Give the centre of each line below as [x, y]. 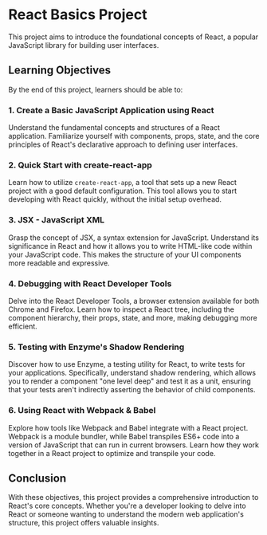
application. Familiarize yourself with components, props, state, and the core [134, 136]
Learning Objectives [60, 71]
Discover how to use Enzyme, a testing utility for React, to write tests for [127, 364]
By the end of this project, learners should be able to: [96, 89]
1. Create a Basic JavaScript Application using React [111, 110]
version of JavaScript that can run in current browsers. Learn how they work [133, 445]
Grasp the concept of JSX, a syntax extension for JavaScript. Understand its [133, 238]
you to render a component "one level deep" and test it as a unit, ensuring [130, 381]
